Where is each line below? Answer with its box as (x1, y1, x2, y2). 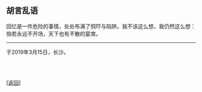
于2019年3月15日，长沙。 (6, 48, 69, 56)
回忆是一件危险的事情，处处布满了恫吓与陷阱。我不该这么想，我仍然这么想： (6, 23, 196, 30)
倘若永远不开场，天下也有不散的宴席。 (6, 30, 101, 37)
